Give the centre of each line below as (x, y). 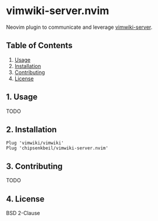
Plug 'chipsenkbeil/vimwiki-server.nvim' (57, 148)
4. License (25, 199)
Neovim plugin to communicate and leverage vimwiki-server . (79, 27)
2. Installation (32, 130)
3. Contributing (35, 166)
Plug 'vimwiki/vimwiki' (35, 143)
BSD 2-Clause (23, 213)
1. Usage (22, 97)
